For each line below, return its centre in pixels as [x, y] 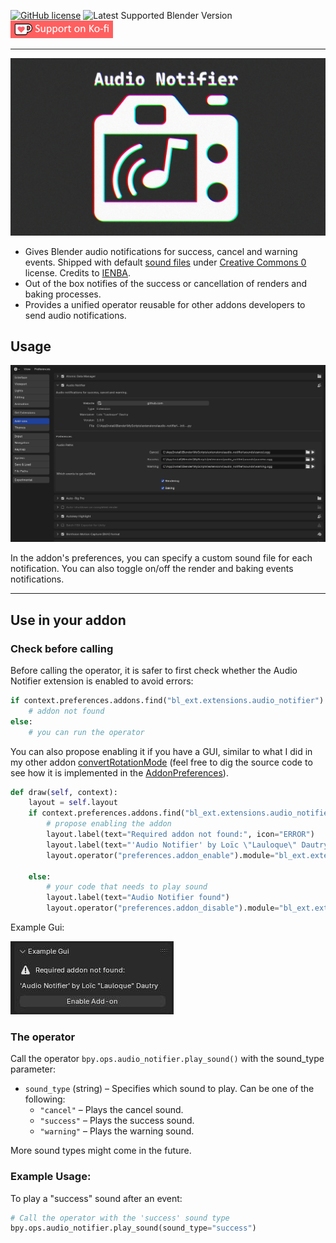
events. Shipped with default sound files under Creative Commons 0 [165, 262]
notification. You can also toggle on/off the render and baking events [152, 569]
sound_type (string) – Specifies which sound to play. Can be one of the [169, 1089]
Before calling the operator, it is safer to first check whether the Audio [154, 670]
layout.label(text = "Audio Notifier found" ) [138, 898]
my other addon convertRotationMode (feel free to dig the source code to [161, 762]
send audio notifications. [75, 315]
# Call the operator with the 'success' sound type [120, 1218]
